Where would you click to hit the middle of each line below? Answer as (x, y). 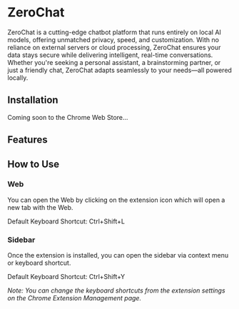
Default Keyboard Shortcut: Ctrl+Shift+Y (66, 277)
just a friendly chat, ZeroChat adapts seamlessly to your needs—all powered (119, 70)
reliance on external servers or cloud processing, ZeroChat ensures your (114, 47)
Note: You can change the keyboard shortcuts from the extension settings (117, 290)
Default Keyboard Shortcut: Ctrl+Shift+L (66, 221)
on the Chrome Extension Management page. (74, 298)
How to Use (34, 164)
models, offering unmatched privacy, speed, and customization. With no (113, 39)
